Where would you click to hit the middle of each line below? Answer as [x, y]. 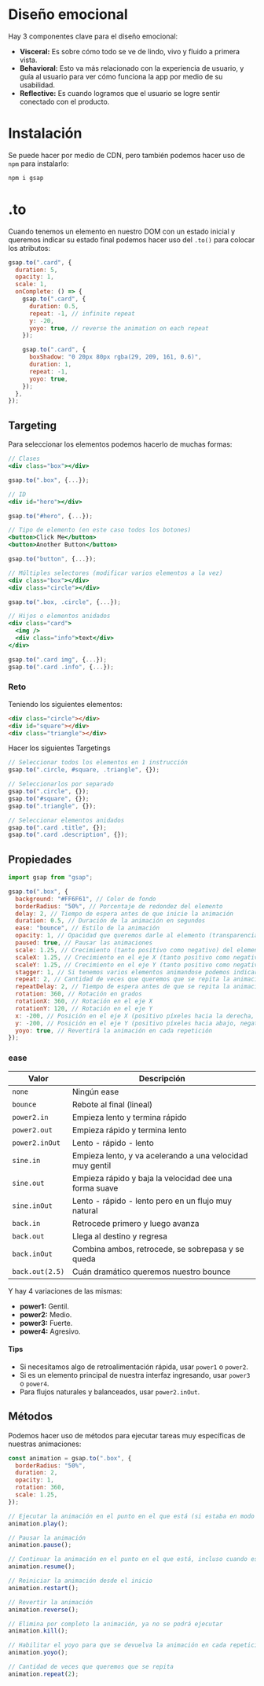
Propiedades [40, 859]
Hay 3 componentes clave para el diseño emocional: [93, 36]
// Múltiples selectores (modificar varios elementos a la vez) [115, 573]
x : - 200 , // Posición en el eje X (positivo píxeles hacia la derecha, [135, 1016]
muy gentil [92, 1165]
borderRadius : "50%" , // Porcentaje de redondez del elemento [119, 906]
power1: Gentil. [44, 1306]
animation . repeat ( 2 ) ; [44, 1674]
